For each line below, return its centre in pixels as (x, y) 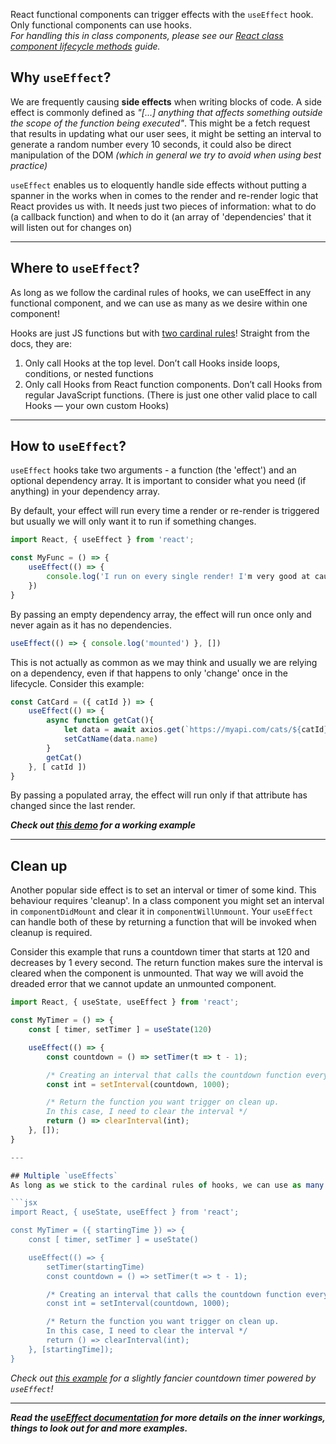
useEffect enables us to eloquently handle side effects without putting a (158, 185)
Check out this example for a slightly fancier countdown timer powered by (163, 1378)
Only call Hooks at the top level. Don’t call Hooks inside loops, (152, 363)
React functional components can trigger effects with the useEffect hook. (162, 14)
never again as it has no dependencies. (91, 625)
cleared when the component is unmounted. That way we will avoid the (157, 973)
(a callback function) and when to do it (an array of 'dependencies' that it (161, 216)
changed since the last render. (73, 806)
